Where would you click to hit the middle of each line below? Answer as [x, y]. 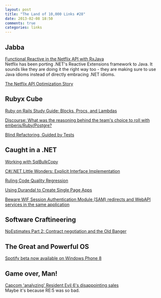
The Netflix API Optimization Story [39, 83]
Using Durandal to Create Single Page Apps [48, 190]
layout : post [18, 9]
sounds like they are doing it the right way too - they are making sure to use [80, 69]
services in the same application [37, 204]
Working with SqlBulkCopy [32, 162]
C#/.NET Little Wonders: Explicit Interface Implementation [63, 171]
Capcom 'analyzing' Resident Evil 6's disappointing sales [62, 285]
